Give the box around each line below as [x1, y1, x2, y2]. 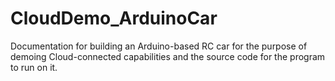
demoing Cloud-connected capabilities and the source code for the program [10, 50, 326, 62]
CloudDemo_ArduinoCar [10, 7, 218, 30]
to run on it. [10, 61, 58, 73]
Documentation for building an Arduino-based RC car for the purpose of [10, 40, 308, 52]
